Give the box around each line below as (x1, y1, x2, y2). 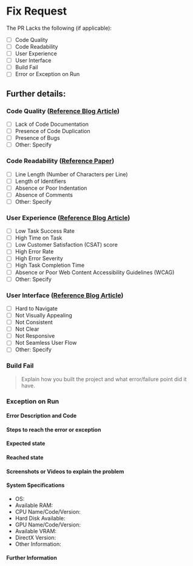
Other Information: (15, 540, 62, 548)
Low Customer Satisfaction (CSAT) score (15, 241, 118, 249)
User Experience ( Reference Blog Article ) (6, 213, 130, 222)
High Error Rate (15, 248, 54, 255)
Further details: (6, 88, 66, 98)
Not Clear (15, 325, 39, 333)
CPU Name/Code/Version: (15, 508, 81, 515)
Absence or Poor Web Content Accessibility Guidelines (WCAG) (15, 269, 175, 276)
